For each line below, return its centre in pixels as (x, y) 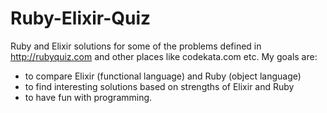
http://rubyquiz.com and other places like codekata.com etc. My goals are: (164, 56)
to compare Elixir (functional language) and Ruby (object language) (163, 76)
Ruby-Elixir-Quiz (81, 18)
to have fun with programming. (88, 97)
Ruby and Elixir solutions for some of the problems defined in (136, 46)
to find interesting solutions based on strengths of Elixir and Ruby (159, 86)
